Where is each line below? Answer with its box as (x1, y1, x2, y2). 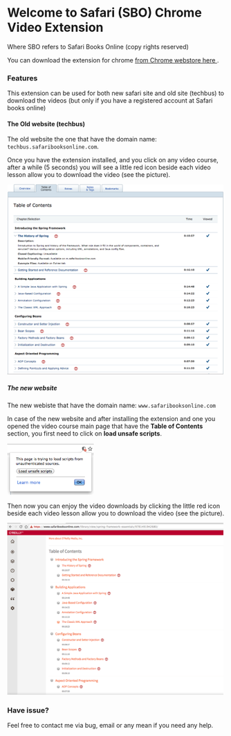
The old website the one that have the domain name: (7, 135, 157, 144)
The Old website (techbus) (7, 119, 85, 128)
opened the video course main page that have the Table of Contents (7, 422, 203, 431)
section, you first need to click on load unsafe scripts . (7, 429, 163, 438)
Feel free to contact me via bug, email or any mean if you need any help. (7, 721, 214, 729)
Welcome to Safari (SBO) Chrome (7, 5, 202, 21)
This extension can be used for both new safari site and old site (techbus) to (7, 89, 225, 98)
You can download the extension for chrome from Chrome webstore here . (7, 55, 219, 64)
